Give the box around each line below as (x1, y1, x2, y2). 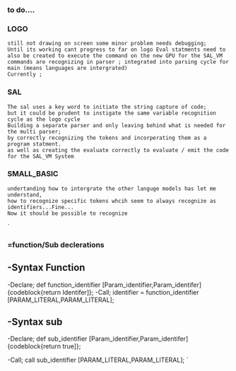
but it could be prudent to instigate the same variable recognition (7, 110, 217, 117)
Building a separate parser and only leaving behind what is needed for (7, 122, 226, 129)
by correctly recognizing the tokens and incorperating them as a (7, 134, 207, 141)
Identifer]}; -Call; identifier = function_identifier (62, 288, 199, 296)
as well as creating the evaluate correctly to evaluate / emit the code (7, 146, 230, 153)
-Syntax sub (7, 316, 63, 328)
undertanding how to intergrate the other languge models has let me (7, 185, 217, 192)
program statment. (7, 140, 61, 148)
